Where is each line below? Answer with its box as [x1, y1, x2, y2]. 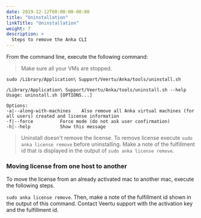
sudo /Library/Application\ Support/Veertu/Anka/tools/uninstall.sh [6, 76, 181, 82]
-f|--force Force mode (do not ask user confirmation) [6, 118, 170, 124]
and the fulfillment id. [6, 207, 59, 214]
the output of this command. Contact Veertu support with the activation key [6, 200, 193, 207]
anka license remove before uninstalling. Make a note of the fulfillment [20, 141, 195, 148]
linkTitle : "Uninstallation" [6, 20, 79, 26]
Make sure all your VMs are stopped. [20, 65, 112, 72]
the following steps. [6, 182, 55, 189]
